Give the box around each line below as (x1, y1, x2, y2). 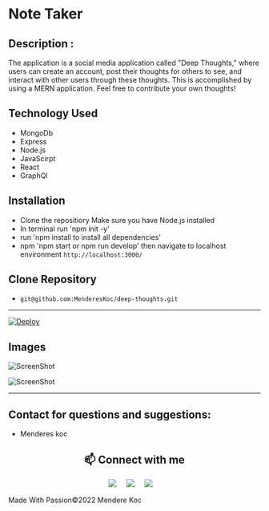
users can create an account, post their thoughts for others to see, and (8, 67, 243, 76)
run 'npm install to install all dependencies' (19, 232, 162, 241)
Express (19, 136, 47, 146)
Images (8, 340, 46, 354)
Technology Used (8, 107, 98, 120)
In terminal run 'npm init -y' (19, 224, 110, 233)
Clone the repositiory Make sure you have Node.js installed (19, 215, 215, 225)
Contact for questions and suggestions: (8, 408, 211, 421)
